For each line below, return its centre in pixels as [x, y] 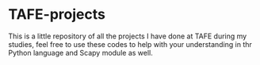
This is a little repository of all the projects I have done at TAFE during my [128, 36]
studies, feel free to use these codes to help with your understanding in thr [130, 44]
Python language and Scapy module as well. [80, 52]
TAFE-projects [57, 14]
